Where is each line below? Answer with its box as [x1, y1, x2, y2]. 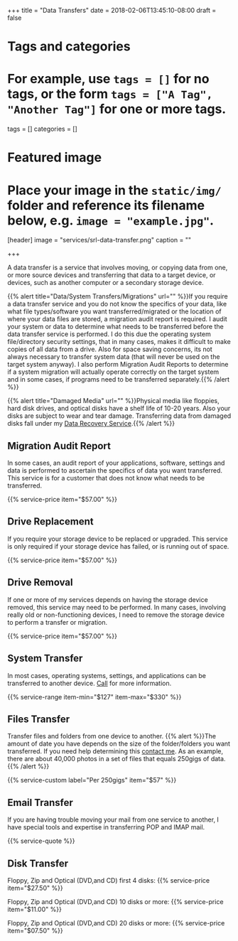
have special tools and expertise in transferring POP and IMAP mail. [7, 823, 205, 832]
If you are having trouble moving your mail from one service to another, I [7, 815, 219, 824]
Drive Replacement [7, 515, 94, 528]
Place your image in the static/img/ [7, 182, 222, 198]
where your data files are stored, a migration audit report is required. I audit [7, 315, 227, 323]
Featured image [7, 149, 102, 166]
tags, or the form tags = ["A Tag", [7, 86, 213, 102]
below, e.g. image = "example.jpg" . [7, 213, 215, 228]
